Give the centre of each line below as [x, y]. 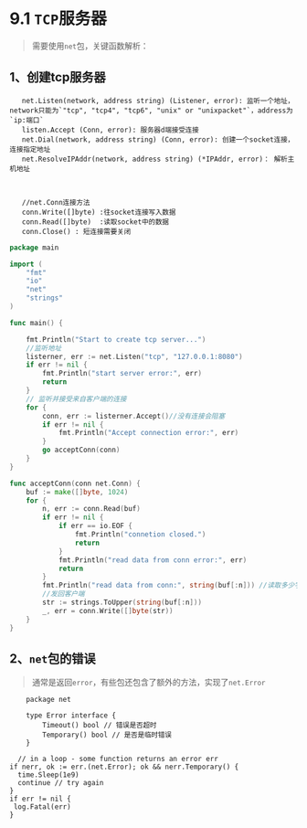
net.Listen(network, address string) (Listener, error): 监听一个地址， [158, 101]
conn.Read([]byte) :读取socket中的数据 [95, 222]
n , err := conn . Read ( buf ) [92, 509]
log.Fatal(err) [42, 807]
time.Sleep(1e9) [48, 775]
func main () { [37, 323]
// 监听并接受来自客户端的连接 [76, 398]
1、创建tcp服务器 [58, 77]
